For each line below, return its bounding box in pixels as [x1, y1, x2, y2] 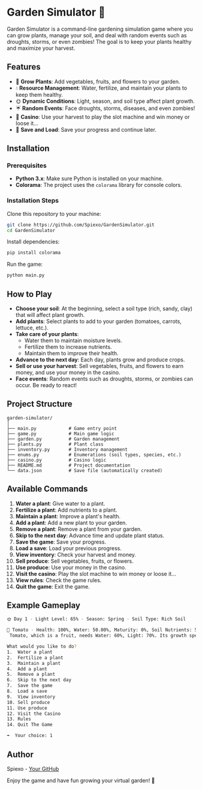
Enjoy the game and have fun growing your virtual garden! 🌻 [7, 777, 155, 784]
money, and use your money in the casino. [15, 369, 120, 376]
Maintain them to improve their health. [24, 350, 119, 357]
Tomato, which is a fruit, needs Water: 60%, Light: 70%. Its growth [9, 632, 187, 639]
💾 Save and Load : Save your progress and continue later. [15, 126, 156, 133]
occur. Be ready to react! [15, 382, 77, 389]
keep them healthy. [15, 91, 64, 98]
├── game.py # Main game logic [7, 430, 114, 436]
